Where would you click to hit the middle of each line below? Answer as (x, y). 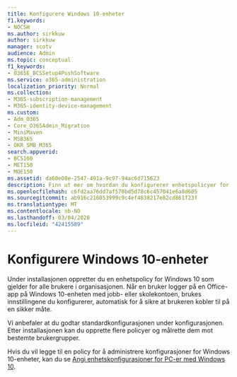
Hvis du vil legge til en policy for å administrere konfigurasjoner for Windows (119, 352)
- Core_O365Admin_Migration (49, 126)
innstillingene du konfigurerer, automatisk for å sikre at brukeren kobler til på (118, 301)
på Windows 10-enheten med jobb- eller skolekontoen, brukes (111, 294)
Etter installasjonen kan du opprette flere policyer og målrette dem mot (110, 330)
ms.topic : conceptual (39, 60)
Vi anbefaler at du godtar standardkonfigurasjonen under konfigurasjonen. (116, 323)
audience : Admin (31, 54)
